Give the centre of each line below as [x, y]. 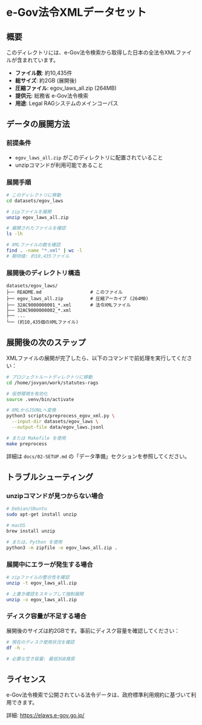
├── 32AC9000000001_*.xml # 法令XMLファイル [69, 305]
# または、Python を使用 [34, 542]
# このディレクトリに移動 [34, 195]
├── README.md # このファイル [64, 292]
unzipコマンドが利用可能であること [59, 165]
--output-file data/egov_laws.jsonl [58, 427]
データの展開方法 [38, 124]
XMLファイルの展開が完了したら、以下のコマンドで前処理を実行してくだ [97, 358]
